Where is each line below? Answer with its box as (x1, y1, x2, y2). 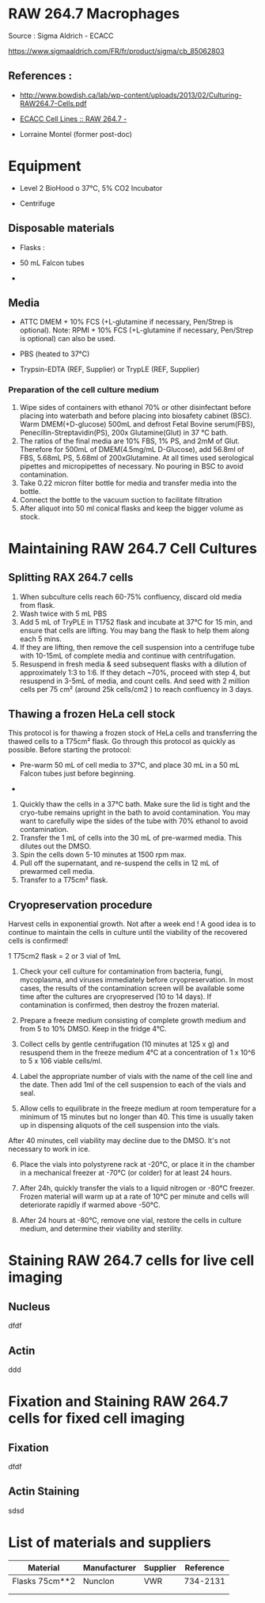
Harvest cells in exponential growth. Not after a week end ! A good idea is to (8, 919, 256, 929)
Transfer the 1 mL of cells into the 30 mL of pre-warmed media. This (19, 833, 243, 843)
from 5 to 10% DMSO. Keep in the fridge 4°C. (19, 1024, 168, 1034)
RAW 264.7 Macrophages (8, 5, 180, 23)
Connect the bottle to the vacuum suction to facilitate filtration (19, 495, 222, 504)
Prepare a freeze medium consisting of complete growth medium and (19, 1016, 247, 1025)
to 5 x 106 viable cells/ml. (19, 1056, 103, 1066)
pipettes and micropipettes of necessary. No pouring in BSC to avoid (19, 461, 244, 471)
